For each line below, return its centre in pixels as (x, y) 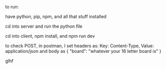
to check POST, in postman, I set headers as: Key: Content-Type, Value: (80, 46)
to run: (12, 7)
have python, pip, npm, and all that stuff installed (56, 16)
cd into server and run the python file (44, 26)
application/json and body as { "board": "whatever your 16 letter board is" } (83, 51)
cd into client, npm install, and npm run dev (50, 36)
